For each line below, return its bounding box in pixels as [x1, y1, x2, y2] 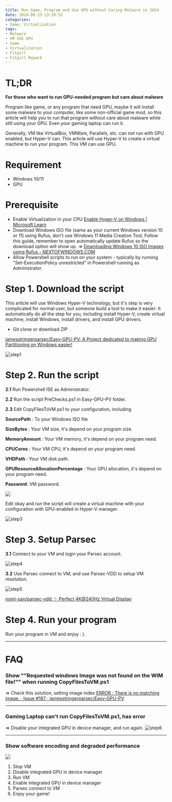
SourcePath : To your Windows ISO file [5, 416, 88, 422]
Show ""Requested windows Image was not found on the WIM [5, 672, 163, 679]
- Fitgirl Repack [5, 55, 42, 60]
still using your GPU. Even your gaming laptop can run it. [5, 120, 124, 126]
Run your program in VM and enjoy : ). [5, 631, 86, 637]
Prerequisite [5, 199, 59, 211]
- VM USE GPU [5, 36, 33, 41]
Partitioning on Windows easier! [5, 341, 73, 348]
